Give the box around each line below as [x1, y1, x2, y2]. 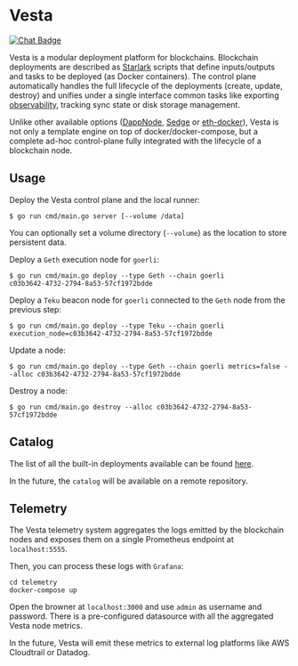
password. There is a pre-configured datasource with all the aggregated [9, 611, 274, 621]
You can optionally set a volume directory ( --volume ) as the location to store [9, 227, 287, 238]
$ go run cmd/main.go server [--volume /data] [9, 211, 185, 221]
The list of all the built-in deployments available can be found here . [9, 458, 254, 468]
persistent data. [9, 237, 67, 248]
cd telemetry [9, 578, 58, 588]
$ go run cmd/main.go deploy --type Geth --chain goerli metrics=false [9, 361, 280, 370]
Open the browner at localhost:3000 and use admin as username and [9, 602, 262, 613]
